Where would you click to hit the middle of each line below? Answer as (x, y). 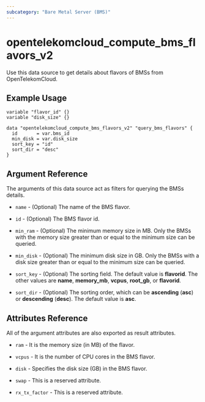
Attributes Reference (47, 318)
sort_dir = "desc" (35, 150)
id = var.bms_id (41, 134)
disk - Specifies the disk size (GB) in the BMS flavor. (81, 369)
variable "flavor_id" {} (38, 112)
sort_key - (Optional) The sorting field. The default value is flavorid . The (106, 274)
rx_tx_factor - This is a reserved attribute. (69, 392)
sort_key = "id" (32, 145)
